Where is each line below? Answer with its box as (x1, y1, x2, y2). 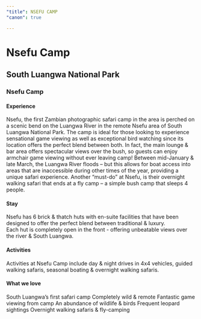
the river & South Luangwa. (6, 232, 74, 240)
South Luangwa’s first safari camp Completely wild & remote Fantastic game (6, 293, 196, 300)
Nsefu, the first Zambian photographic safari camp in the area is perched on (6, 116, 195, 123)
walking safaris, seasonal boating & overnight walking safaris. (6, 266, 159, 273)
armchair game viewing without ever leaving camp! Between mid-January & (6, 154, 194, 161)
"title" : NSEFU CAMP (6, 8, 58, 15)
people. (6, 186, 25, 193)
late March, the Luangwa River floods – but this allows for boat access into (6, 161, 191, 168)
